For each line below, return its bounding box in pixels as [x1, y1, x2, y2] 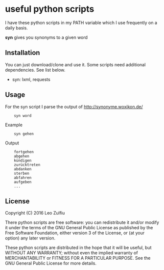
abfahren [14, 175, 32, 180]
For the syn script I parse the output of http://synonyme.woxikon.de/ [5, 104, 143, 109]
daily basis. [5, 25, 28, 30]
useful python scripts [5, 3, 94, 15]
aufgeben [14, 179, 32, 185]
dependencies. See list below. [5, 67, 66, 73]
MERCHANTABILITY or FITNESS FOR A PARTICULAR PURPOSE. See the [5, 255, 151, 261]
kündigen [14, 158, 32, 163]
